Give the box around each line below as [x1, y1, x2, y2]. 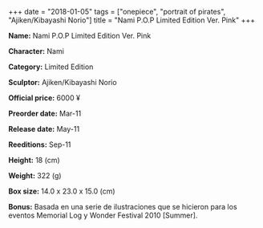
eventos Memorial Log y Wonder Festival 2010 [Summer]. [8, 210, 198, 220]
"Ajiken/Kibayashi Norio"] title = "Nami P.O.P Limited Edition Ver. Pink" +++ [8, 15, 255, 25]
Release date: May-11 [8, 124, 80, 133]
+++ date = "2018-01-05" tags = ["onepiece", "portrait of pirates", [8, 7, 226, 16]
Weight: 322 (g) [8, 171, 62, 180]
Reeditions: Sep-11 [8, 140, 71, 149]
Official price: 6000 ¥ [8, 93, 80, 103]
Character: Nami [8, 47, 64, 55]
